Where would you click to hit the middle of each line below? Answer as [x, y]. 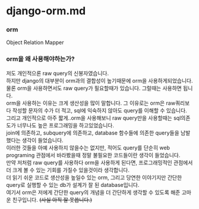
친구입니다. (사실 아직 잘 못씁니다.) [52, 199]
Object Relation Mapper [35, 42]
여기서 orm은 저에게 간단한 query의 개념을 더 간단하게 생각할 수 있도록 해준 [93, 192]
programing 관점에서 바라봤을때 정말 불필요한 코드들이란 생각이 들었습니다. [93, 155]
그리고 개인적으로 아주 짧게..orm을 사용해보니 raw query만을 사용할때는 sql [94, 118]
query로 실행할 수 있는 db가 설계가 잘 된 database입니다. [73, 185]
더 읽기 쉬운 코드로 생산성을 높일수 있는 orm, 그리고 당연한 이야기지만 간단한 [94, 177]
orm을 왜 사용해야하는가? [41, 59]
